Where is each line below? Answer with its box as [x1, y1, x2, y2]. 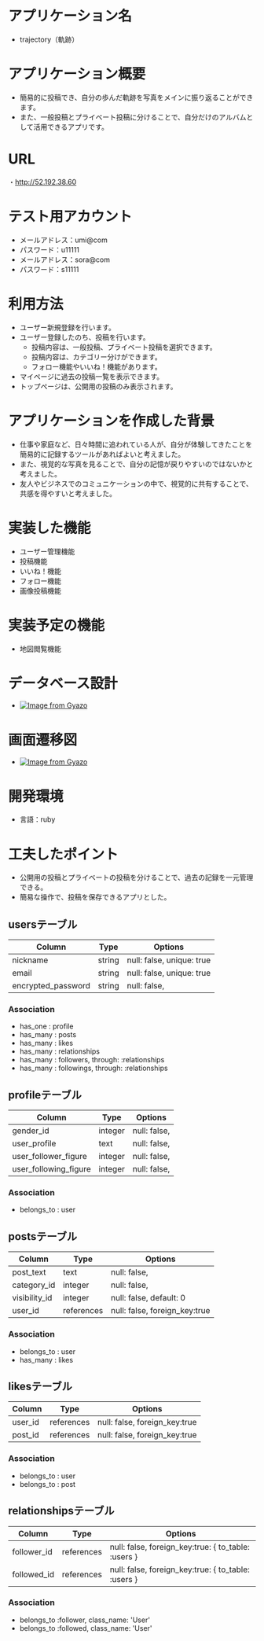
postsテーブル [8, 1230, 77, 1243]
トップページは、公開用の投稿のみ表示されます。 [19, 381, 178, 391]
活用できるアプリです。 [33, 122, 108, 131]
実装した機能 [8, 519, 92, 537]
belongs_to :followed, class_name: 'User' [19, 1623, 152, 1632]
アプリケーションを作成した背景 [8, 412, 214, 429]
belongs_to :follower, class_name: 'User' [19, 1615, 151, 1624]
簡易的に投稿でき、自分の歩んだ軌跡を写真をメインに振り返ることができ [19, 92, 254, 102]
